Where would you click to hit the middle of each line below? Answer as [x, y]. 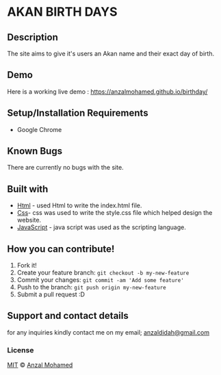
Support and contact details [68, 316]
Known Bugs [35, 151]
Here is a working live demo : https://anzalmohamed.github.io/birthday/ [107, 91]
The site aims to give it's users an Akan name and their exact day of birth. [110, 53]
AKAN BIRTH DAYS [62, 12]
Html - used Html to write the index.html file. [79, 205]
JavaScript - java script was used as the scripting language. [101, 227]
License [21, 350]
